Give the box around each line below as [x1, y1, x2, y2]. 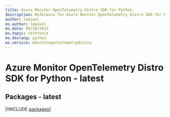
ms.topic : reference [5, 31, 49, 36]
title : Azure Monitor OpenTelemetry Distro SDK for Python [5, 7, 133, 13]
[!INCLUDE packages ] [5, 106, 51, 112]
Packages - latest [5, 93, 62, 101]
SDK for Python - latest [5, 73, 104, 84]
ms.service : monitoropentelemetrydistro [5, 40, 92, 45]
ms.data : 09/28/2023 [5, 26, 49, 31]
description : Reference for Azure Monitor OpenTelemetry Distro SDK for [5, 12, 162, 17]
